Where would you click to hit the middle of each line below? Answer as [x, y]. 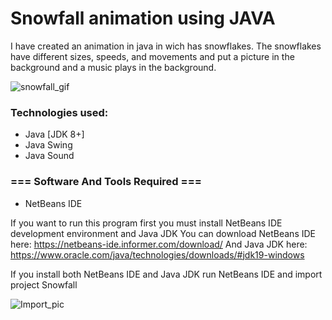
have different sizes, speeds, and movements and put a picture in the [152, 56]
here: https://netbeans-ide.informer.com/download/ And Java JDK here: [159, 244]
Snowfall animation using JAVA [143, 18]
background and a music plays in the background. [113, 67]
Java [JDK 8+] [54, 134]
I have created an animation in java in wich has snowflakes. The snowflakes [166, 46]
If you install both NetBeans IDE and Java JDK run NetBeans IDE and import [166, 274]
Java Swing [48, 145]
